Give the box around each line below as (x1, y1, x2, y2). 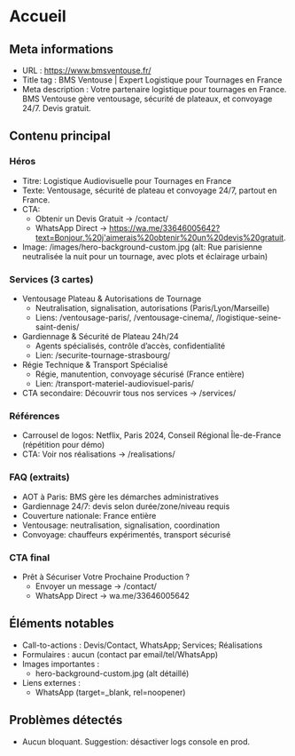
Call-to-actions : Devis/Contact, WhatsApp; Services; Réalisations (21, 640, 263, 650)
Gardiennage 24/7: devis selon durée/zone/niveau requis (21, 500, 230, 512)
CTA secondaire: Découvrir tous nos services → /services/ (21, 387, 237, 398)
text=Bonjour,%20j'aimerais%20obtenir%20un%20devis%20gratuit (35, 232, 284, 243)
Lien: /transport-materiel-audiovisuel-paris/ (35, 378, 195, 388)
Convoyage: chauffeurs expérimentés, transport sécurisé (21, 529, 231, 539)
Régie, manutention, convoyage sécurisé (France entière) (35, 369, 245, 379)
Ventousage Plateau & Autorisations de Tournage (21, 293, 202, 304)
